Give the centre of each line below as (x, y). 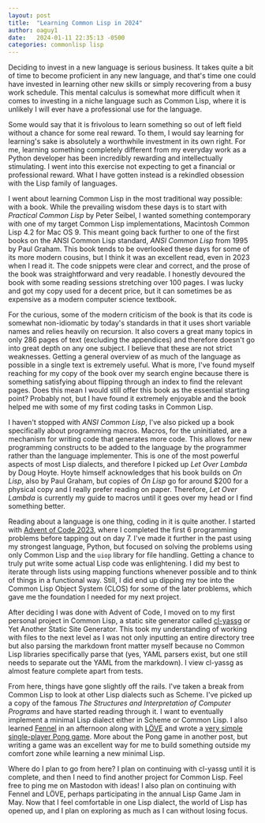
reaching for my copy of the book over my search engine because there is (129, 374)
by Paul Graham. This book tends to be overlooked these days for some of (129, 249)
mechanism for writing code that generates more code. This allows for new (130, 439)
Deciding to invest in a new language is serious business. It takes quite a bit (131, 67)
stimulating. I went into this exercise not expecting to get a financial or (122, 167)
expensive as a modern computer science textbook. (93, 299)
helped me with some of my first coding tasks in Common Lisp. (111, 407)
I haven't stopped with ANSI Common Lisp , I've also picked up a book (121, 423)
